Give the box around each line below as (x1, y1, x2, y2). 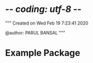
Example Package (5, 47, 81, 58)
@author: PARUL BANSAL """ (5, 29, 66, 35)
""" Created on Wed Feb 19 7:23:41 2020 (5, 20, 89, 26)
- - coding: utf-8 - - (5, 3, 82, 15)
